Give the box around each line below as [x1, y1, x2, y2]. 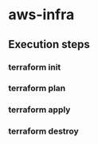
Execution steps [8, 38, 90, 51]
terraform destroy [8, 126, 80, 137]
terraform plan [8, 82, 66, 94]
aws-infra [8, 6, 75, 24]
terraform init [8, 62, 61, 73]
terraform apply [8, 104, 71, 115]
